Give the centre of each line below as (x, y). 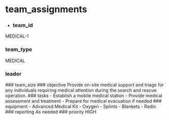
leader (13, 74)
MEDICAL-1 (17, 36)
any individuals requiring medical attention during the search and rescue (81, 91)
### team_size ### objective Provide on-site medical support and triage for (84, 85)
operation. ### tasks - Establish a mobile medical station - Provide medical (84, 96)
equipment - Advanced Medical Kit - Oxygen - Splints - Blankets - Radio (81, 107)
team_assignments (46, 9)
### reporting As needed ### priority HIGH (51, 112)
